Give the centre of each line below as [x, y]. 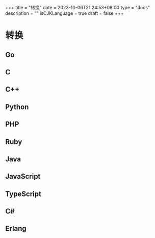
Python [17, 107]
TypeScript [23, 194]
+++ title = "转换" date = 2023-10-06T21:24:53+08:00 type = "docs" [78, 7]
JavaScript [23, 176]
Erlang [16, 229]
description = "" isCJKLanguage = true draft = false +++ [64, 13]
